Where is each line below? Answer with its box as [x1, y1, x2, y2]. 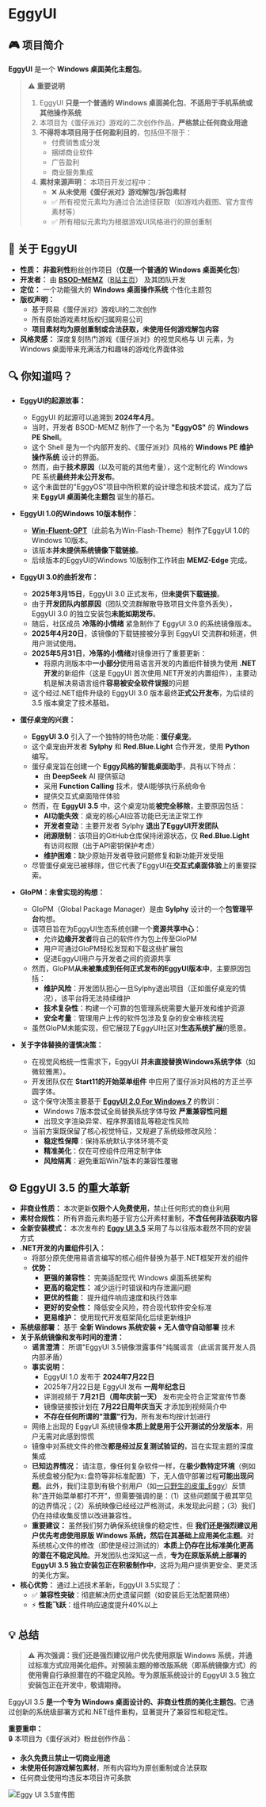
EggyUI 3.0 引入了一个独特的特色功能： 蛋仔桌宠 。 [31, 731, 196, 741]
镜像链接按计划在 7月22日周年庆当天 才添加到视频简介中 [43, 1402, 227, 1411]
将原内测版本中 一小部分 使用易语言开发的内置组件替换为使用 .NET [43, 658, 256, 668]
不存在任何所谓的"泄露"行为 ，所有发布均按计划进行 [43, 1412, 211, 1422]
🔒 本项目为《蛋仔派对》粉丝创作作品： [8, 1734, 133, 1744]
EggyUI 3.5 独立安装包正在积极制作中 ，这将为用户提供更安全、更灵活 [31, 1560, 258, 1570]
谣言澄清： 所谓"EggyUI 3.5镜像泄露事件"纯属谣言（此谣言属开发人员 [31, 1342, 256, 1352]
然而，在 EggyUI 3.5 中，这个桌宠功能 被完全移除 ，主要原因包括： [31, 801, 246, 810]
